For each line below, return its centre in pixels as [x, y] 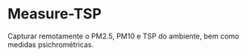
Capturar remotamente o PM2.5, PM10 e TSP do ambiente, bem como [123, 36]
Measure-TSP [54, 14]
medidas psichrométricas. [51, 44]
